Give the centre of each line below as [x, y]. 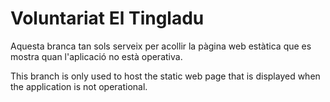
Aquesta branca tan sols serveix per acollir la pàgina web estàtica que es [161, 46]
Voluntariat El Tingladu [107, 18]
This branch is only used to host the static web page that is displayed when [165, 76]
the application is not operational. [79, 86]
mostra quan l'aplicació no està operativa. [96, 56]
